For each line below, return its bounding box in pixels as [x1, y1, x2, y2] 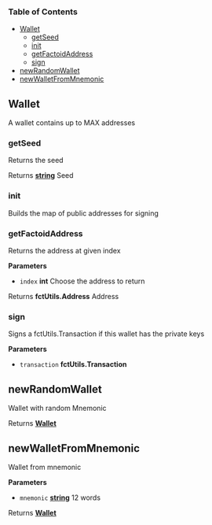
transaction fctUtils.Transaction [19, 360, 127, 369]
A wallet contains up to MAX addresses [8, 118, 136, 128]
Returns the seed [8, 156, 64, 165]
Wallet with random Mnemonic [8, 404, 108, 413]
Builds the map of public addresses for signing [8, 208, 159, 218]
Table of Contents [8, 6, 79, 17]
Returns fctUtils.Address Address [8, 292, 119, 301]
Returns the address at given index [8, 246, 121, 255]
